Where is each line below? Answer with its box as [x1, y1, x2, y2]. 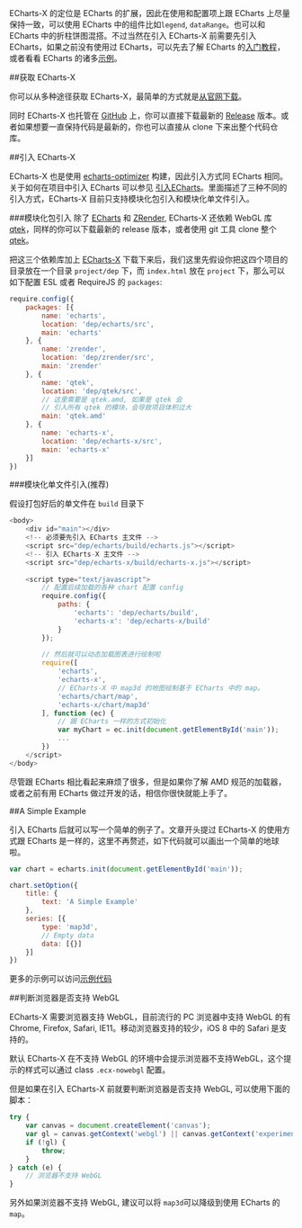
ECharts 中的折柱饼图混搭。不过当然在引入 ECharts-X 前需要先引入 [9, 31, 257, 40]
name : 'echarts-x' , [41, 428, 115, 437]
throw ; [41, 1146, 67, 1155]
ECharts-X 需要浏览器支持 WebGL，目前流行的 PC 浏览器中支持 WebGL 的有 [9, 1011, 291, 1023]
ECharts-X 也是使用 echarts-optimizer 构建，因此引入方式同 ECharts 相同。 [9, 171, 289, 182]
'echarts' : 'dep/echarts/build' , [73, 608, 200, 617]
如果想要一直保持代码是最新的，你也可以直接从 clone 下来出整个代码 [16, 121, 271, 132]
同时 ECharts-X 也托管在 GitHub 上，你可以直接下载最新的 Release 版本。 [9, 111, 281, 121]
